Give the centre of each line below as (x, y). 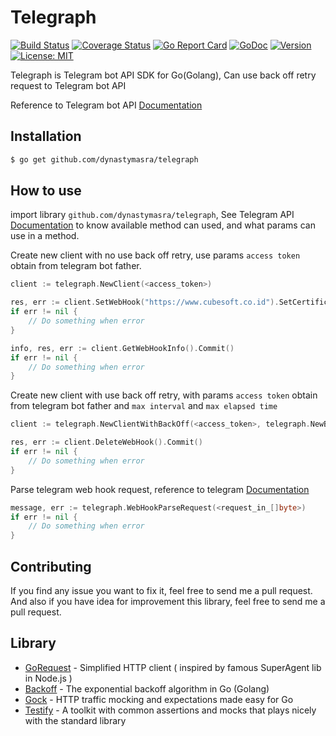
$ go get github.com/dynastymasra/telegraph (104, 159)
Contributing (51, 566)
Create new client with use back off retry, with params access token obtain (164, 395)
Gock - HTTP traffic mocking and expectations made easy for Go (159, 699)
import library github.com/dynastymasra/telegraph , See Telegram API (152, 215)
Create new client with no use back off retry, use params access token (155, 255)
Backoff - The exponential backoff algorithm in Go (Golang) (147, 688)
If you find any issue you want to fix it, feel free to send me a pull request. (161, 590)
